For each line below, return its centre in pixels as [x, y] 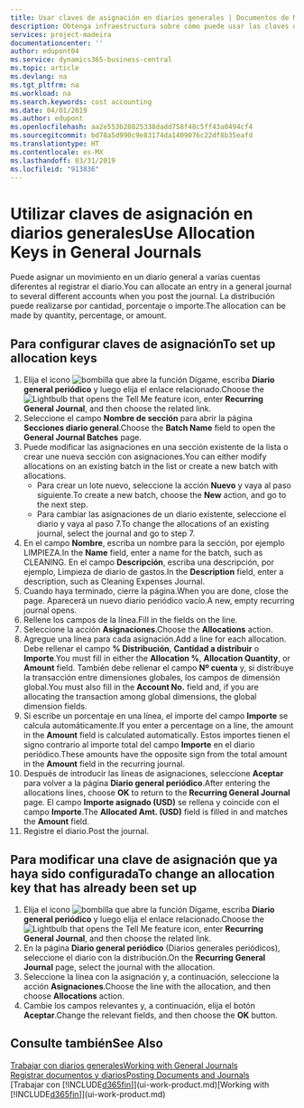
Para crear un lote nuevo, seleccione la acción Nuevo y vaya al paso [164, 485]
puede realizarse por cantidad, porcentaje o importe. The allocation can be [148, 306]
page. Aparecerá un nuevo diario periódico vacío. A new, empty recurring [159, 601]
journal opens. [50, 610]
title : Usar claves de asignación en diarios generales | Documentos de [150, 18]
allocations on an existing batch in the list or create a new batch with [151, 466]
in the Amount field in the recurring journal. [104, 764]
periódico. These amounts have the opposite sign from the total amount [155, 755]
